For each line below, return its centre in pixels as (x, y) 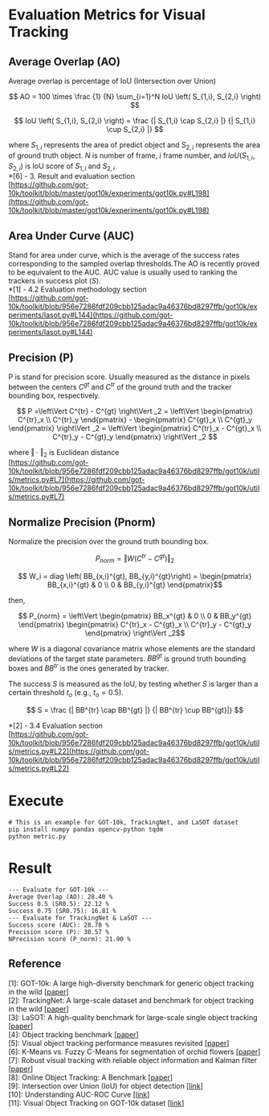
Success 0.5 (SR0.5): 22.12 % (59, 903)
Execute (36, 801)
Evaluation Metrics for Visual (107, 15)
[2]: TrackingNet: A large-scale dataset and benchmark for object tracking (131, 1000)
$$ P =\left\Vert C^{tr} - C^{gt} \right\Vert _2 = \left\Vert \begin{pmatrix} (135, 411)
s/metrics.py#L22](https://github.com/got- (79, 751)
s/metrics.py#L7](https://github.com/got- (77, 480)
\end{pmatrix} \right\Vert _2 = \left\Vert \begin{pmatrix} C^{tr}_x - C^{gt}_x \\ (135, 428)
